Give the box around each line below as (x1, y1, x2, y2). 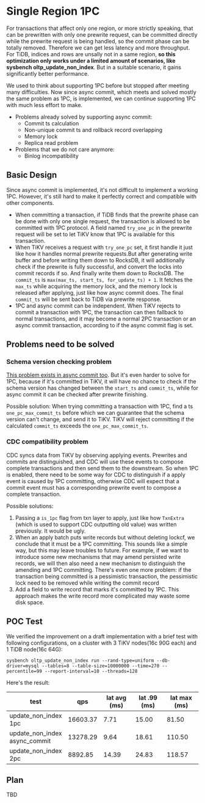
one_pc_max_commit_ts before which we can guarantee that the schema (6, 409, 184, 416)
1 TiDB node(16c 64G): (6, 645, 63, 653)
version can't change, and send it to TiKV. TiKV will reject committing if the (6, 416, 194, 423)
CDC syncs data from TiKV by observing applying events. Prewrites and (6, 451, 187, 459)
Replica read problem (24, 139, 78, 146)
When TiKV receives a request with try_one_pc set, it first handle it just (15, 243, 193, 251)
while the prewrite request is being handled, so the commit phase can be (6, 37, 190, 45)
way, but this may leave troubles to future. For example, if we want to (15, 546, 189, 554)
